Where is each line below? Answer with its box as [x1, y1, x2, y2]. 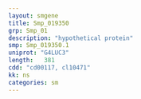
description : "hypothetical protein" [8, 34, 134, 42]
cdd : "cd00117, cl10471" [8, 64, 91, 72]
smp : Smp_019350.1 [8, 42, 69, 49]
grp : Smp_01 [8, 26, 48, 34]
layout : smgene [8, 11, 59, 20]
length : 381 [8, 57, 56, 65]
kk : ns [8, 71, 30, 79]
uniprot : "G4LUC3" [8, 49, 69, 57]
